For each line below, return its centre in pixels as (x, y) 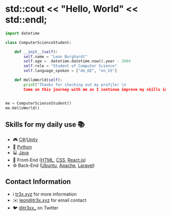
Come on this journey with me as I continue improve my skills (92, 89)
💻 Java (21, 153)
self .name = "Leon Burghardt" (55, 57)
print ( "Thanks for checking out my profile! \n (75, 85)
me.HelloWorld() (22, 108)
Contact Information (38, 182)
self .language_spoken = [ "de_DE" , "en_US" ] (70, 71)
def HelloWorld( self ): (38, 80)
